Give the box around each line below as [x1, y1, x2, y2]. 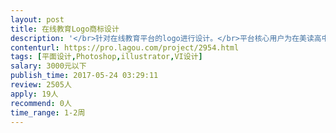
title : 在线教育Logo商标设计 [10, 24, 120, 34]
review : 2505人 [10, 80, 72, 90]
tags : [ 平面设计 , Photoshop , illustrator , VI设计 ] [10, 52, 203, 62]
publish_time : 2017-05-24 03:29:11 [10, 71, 159, 81]
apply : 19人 [10, 89, 59, 99]
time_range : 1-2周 [10, 107, 86, 118]
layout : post [10, 14, 65, 25]
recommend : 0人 [10, 98, 72, 108]
